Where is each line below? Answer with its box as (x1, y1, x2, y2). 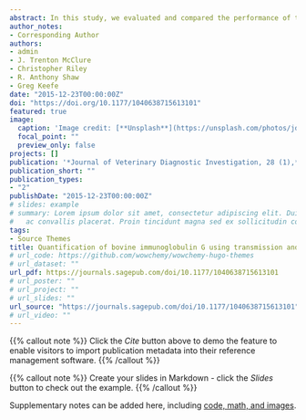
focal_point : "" (17, 132, 79, 142)
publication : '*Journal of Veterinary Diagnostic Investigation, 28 (9, 157, 275, 167)
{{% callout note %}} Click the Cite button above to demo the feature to (9, 335, 278, 347)
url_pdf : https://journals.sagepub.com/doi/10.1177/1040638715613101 (9, 268, 280, 278)
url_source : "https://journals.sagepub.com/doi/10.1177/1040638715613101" (9, 302, 300, 311)
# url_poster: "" (9, 277, 76, 286)
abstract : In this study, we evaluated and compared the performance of (9, 13, 291, 23)
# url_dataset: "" (9, 259, 79, 269)
